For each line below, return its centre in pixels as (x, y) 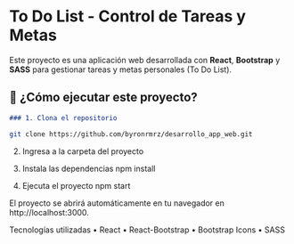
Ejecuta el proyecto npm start (76, 185)
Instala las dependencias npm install (89, 168)
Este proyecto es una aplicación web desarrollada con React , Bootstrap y (145, 60)
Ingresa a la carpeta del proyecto (83, 151)
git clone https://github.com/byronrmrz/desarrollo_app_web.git (131, 134)
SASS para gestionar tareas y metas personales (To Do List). (121, 69)
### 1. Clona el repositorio (63, 118)
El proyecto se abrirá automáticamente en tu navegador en (117, 203)
